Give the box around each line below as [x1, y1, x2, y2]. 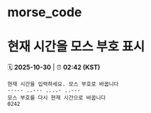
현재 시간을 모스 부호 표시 [7, 39, 145, 55]
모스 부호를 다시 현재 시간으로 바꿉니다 [7, 95, 106, 102]
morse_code [7, 4, 82, 20]
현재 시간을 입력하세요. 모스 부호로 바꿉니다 [7, 81, 119, 88]
